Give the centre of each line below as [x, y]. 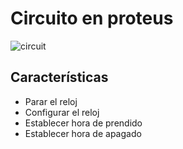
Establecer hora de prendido [83, 123]
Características [59, 77]
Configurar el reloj [62, 112]
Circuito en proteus [92, 18]
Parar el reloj [51, 101]
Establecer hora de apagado [83, 133]
